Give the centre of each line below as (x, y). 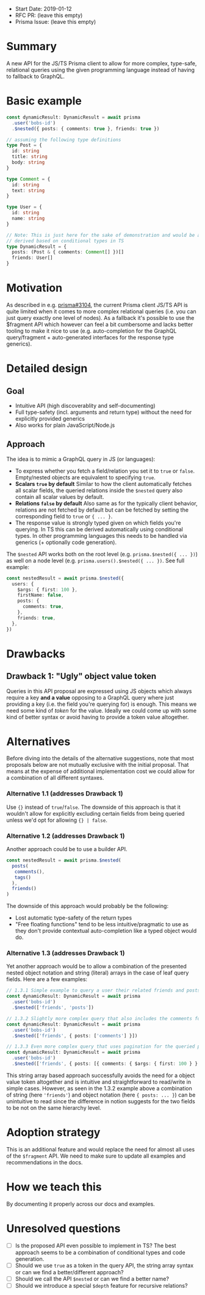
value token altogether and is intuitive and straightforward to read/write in (99, 1082)
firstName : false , (41, 595)
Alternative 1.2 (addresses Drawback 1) (66, 836)
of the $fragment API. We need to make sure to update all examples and (96, 1156)
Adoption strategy (53, 1133)
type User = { (24, 207)
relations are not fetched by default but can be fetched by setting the (102, 510)
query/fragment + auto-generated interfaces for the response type (90, 337)
